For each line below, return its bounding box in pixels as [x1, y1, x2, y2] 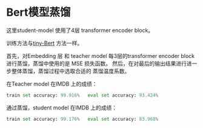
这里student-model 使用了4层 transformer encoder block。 [6, 27, 154, 34]
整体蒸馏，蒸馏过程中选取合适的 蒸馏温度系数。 [11, 67, 130, 74]
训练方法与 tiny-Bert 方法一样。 [6, 39, 83, 46]
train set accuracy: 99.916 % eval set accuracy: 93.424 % [6, 92, 159, 98]
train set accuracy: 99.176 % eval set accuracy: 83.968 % [6, 116, 159, 122]
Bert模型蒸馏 [6, 5, 71, 19]
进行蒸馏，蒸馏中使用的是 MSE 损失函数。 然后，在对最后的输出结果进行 [6, 60, 187, 67]
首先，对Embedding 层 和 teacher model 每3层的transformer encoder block [6, 52, 195, 59]
